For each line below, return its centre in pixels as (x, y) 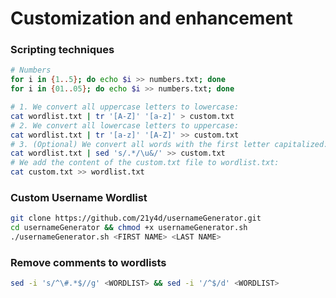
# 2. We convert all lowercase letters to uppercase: (125, 125)
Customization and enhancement (151, 18)
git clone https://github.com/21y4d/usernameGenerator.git (136, 218)
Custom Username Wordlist (79, 198)
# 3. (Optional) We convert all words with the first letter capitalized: (169, 144)
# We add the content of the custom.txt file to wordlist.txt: (145, 163)
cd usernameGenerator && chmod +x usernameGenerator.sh (129, 228)
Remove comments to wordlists (88, 262)
